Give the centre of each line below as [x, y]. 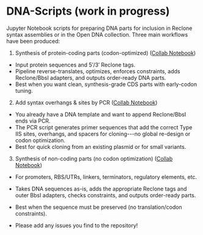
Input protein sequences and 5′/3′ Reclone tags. [75, 65]
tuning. [24, 90]
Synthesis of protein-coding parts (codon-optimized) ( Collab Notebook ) [105, 52]
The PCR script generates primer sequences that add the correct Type [104, 127]
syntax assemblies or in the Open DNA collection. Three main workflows [97, 34]
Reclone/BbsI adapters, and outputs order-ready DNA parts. [91, 78]
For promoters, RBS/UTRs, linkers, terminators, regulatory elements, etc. [106, 177]
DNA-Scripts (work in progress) [88, 11]
